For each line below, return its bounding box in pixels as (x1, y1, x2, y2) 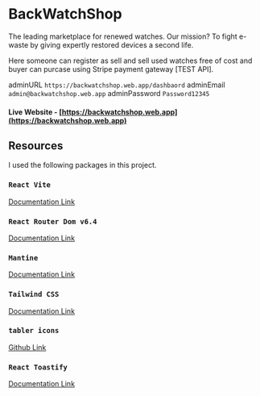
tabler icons (8, 326, 60, 336)
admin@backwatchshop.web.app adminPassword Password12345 (8, 88, 210, 98)
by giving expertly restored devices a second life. (30, 40, 194, 49)
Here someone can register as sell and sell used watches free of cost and (8, 56, 253, 65)
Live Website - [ (8, 106, 63, 117)
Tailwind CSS (8, 290, 60, 299)
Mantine (8, 253, 39, 262)
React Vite (8, 181, 51, 190)
